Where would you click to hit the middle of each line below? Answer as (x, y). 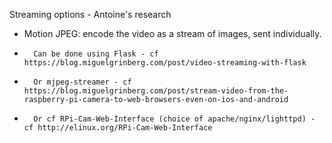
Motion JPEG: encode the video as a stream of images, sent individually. (172, 33)
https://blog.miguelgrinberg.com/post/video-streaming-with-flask (165, 63)
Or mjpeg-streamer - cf (82, 82)
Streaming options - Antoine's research (90, 14)
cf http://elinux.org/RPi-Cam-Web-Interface (118, 128)
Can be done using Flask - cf (96, 54)
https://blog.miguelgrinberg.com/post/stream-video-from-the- (156, 91)
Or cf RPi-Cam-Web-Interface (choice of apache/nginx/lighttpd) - (174, 119)
